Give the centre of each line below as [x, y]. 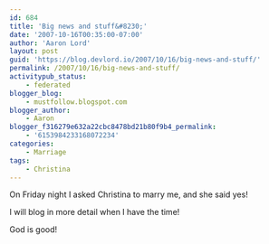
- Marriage [46, 152]
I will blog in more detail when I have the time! [95, 212]
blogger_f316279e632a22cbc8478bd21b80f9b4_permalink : [113, 127]
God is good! [34, 230]
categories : [32, 144]
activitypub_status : [48, 77]
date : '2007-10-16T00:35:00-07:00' [77, 34]
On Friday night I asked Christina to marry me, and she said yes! [129, 194]
